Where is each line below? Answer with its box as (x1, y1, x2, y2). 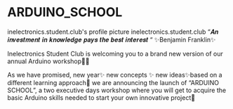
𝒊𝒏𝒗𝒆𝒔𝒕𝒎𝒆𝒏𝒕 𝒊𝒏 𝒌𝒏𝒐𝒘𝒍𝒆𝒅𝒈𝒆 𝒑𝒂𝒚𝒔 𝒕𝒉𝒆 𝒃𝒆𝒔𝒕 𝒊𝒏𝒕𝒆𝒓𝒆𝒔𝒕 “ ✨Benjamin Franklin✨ (7, 35, 216, 44)
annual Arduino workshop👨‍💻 (7, 57, 90, 65)
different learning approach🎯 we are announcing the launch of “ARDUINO (7, 78, 220, 86)
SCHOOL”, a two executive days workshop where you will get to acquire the (7, 86, 227, 94)
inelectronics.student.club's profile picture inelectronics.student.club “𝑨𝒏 (7, 27, 219, 36)
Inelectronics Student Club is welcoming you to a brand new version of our (7, 49, 223, 58)
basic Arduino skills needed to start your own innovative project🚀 (7, 93, 195, 102)
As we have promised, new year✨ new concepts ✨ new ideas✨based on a (7, 70, 222, 79)
